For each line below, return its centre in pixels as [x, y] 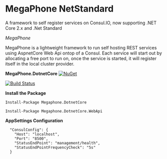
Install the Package [26, 93]
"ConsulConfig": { [29, 130]
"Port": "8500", [32, 139]
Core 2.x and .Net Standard [34, 28]
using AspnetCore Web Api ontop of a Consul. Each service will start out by [84, 53]
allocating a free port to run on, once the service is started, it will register [81, 58]
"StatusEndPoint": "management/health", [57, 143]
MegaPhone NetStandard [60, 9]
